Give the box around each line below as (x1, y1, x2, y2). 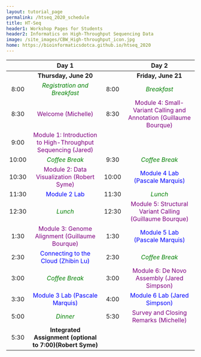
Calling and (154, 106, 187, 114)
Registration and (41, 81, 89, 89)
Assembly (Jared (135, 274, 184, 282)
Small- (164, 98, 184, 107)
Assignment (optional (33, 333, 97, 341)
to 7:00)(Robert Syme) (32, 340, 99, 349)
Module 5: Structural (130, 199, 188, 208)
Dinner (56, 312, 75, 320)
